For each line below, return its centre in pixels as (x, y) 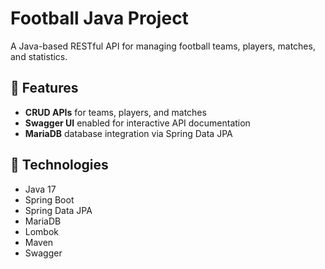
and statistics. (39, 56)
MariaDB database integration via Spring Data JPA (128, 133)
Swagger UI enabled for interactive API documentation (137, 123)
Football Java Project (99, 18)
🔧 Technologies (59, 165)
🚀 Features (44, 88)
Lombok (42, 231)
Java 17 (40, 189)
